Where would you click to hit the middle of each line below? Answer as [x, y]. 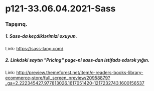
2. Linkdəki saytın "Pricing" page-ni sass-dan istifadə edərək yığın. [77, 60]
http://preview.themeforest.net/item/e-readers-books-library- [80, 73]
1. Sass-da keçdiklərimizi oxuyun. [41, 36]
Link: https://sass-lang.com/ [34, 49]
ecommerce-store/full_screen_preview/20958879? [58, 78]
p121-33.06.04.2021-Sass [60, 9]
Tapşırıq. [16, 24]
